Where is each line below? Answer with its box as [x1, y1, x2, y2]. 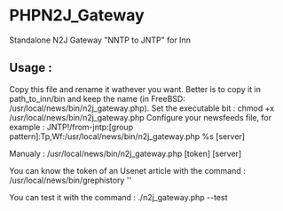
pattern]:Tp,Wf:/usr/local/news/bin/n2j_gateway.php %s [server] [9, 130, 246, 142]
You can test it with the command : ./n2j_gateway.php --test [9, 191, 228, 202]
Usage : [9, 60, 53, 75]
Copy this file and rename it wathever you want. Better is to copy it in [9, 83, 262, 94]
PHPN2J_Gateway [9, 5, 145, 26]
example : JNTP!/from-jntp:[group [9, 121, 134, 132]
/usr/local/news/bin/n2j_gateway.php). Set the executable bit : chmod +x [9, 103, 275, 113]
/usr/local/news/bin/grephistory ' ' [9, 175, 132, 185]
